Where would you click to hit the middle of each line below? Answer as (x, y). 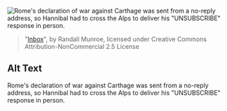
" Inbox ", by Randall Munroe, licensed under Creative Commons (116, 39)
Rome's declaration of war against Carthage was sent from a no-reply (108, 85)
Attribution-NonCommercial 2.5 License (82, 46)
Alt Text (25, 69)
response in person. (36, 100)
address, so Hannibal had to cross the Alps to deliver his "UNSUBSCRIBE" (114, 92)
